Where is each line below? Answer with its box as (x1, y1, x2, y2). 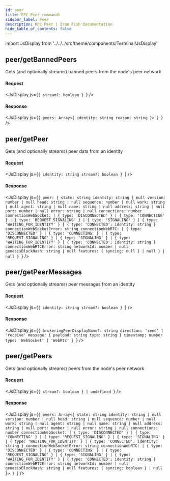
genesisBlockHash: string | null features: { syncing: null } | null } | (5, 248, 165, 253)
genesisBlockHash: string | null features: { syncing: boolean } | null (5, 466, 163, 471)
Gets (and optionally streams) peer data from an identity (5, 148, 123, 154)
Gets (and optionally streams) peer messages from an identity (5, 281, 135, 288)
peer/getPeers (5, 352, 52, 360)
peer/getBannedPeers (5, 55, 77, 64)
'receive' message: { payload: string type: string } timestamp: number (5, 332, 163, 337)
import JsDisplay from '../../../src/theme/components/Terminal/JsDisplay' (5, 40, 158, 46)
